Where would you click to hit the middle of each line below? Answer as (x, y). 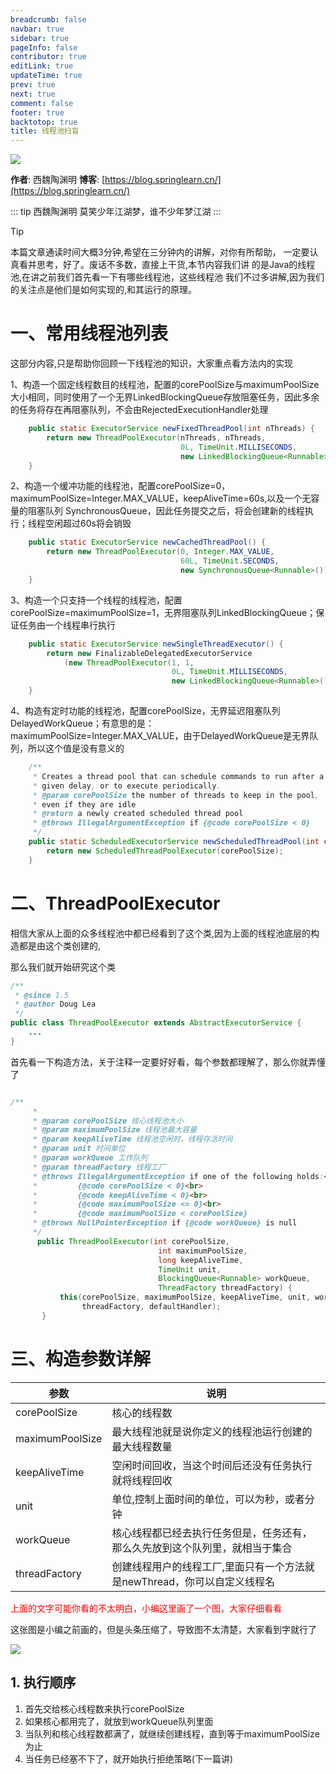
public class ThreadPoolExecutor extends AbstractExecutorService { (156, 1023)
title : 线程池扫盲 (45, 131)
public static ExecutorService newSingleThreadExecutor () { (156, 644)
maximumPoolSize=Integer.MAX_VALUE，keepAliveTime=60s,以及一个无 (161, 498)
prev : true (33, 85)
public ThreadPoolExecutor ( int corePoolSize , (133, 1241)
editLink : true (42, 66)
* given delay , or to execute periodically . (127, 786)
